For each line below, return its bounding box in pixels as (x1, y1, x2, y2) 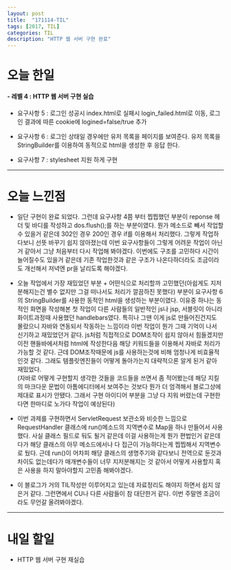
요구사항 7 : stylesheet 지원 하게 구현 (16, 155, 118, 164)
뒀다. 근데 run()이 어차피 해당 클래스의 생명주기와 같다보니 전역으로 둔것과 (24, 449, 222, 458)
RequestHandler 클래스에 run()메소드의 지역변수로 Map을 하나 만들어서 (16, 423, 211, 431)
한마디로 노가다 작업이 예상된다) (30, 400, 115, 408)
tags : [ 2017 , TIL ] (7, 23, 60, 30)
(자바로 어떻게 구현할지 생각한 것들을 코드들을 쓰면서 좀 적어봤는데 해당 (16, 374, 207, 382)
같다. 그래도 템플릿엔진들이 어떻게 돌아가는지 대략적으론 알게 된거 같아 (30, 357, 218, 365)
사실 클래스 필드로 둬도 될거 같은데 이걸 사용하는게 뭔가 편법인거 (32, 432, 203, 440)
